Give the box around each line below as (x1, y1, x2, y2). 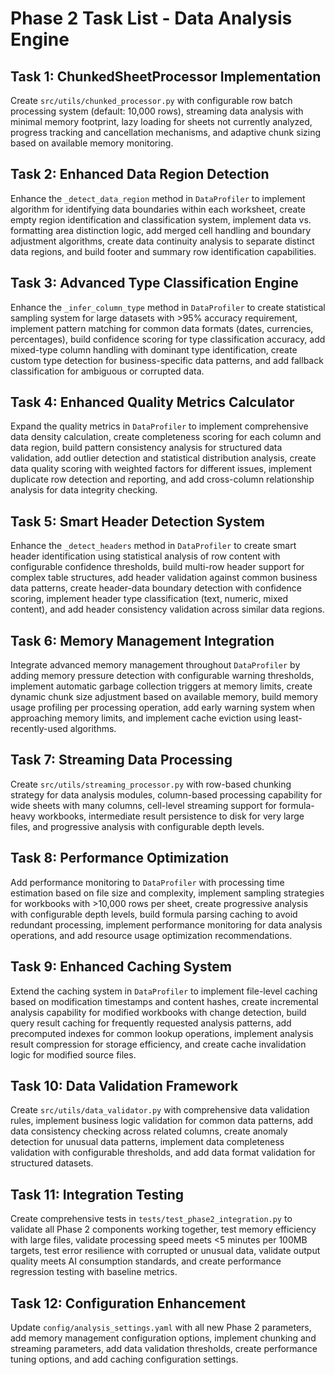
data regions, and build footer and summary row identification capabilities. (10, 245, 317, 257)
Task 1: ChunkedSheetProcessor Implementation (10, 68, 322, 85)
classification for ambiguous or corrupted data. (10, 365, 205, 377)
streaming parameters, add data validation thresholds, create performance (10, 1342, 318, 1354)
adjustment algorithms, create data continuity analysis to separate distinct (10, 235, 315, 247)
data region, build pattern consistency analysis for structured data (10, 442, 283, 454)
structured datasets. (10, 1157, 94, 1169)
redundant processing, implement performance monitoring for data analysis (10, 918, 323, 931)
